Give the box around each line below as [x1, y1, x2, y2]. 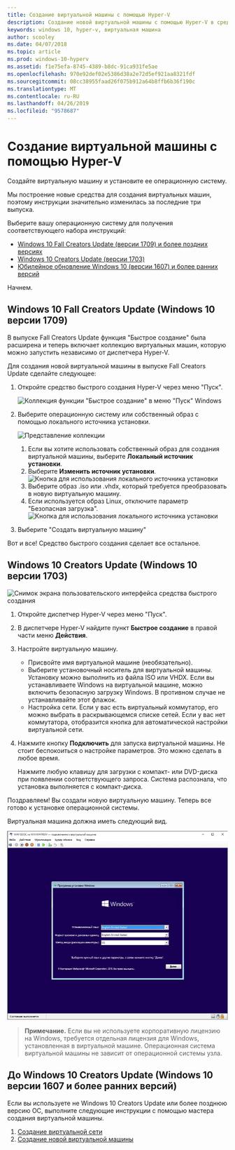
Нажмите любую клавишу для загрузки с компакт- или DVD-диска [17, 767, 218, 775]
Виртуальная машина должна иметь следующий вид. [7, 817, 168, 825]
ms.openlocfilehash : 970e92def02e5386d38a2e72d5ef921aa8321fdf [7, 70, 196, 77]
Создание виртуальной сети [17, 1127, 103, 1136]
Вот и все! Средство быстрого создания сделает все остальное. [7, 539, 201, 547]
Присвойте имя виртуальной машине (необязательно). [27, 658, 193, 667]
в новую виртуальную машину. [27, 489, 122, 497]
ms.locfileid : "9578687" [7, 107, 80, 115]
